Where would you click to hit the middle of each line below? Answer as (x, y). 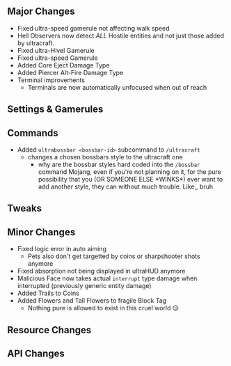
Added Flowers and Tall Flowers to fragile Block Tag (92, 301)
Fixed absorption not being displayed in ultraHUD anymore (101, 271)
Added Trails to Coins (48, 293)
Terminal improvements (51, 80)
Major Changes (41, 11)
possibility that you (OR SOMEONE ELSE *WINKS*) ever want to (130, 180)
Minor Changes (41, 232)
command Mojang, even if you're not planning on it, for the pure (129, 172)
